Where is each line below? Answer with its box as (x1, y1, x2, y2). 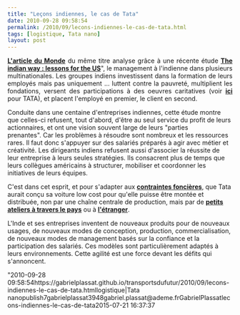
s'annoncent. (7, 257, 46, 266)
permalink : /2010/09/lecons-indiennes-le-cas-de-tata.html (7, 24, 187, 31)
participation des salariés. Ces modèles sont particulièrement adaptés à (7, 242, 219, 250)
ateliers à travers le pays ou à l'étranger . (7, 205, 130, 214)
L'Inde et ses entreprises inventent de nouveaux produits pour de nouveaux (7, 219, 230, 228)
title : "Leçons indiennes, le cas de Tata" (7, 10, 139, 18)
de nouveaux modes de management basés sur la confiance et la (7, 234, 200, 243)
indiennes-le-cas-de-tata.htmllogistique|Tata (7, 286, 141, 294)
